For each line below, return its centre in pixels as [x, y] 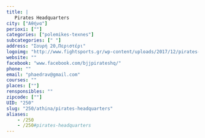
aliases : [17, 114]
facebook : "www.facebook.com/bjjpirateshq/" [64, 63]
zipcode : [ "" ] [24, 97]
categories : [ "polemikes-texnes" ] [50, 35]
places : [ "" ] [23, 86]
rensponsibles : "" [30, 92]
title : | [17, 12]
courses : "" [21, 80]
